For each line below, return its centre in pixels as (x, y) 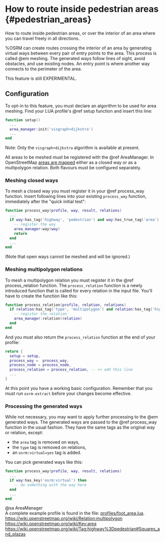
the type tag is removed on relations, (49, 447)
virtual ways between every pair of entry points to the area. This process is (81, 53)
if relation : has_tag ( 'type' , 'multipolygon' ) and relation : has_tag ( (81, 309)
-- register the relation (41, 314)
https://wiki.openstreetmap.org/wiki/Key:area (51, 524)
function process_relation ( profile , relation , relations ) (66, 305)
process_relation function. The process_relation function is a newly (74, 285)
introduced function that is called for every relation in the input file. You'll (79, 290)
